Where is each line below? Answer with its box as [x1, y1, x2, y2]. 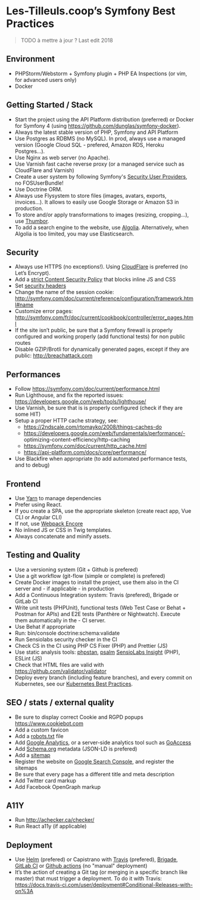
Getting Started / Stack [6, 100, 93, 110]
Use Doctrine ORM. [14, 185, 62, 192]
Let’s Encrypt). [14, 270, 51, 277]
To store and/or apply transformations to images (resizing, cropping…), [14, 211, 189, 218]
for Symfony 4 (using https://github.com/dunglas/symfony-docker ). [14, 122, 181, 129]
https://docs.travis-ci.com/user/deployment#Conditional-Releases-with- [14, 881, 193, 889]
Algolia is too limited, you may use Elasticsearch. [14, 230, 135, 237]
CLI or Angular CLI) [14, 514, 62, 521]
